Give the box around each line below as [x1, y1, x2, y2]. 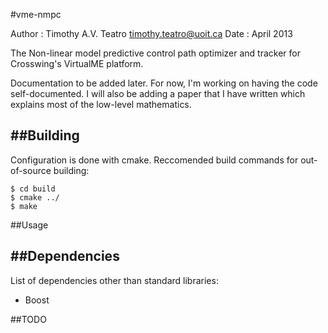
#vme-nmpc [10, 9, 62, 20]
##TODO [10, 313, 47, 325]
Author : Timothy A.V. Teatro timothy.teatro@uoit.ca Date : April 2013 [10, 28, 293, 39]
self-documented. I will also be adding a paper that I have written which [10, 88, 306, 99]
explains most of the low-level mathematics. [10, 99, 192, 110]
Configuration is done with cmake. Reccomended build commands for [10, 154, 299, 166]
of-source [10, 164, 52, 176]
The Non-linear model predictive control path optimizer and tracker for [10, 47, 301, 59]
